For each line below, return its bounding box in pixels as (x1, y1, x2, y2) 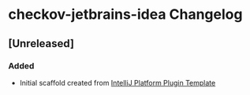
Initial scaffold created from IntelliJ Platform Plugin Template (19, 78, 216, 87)
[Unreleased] (8, 37, 75, 50)
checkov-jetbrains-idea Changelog (8, 5, 243, 24)
